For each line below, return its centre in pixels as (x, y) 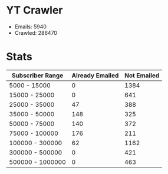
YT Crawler (34, 10)
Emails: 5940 (31, 27)
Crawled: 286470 (36, 32)
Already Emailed (95, 75)
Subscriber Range (37, 75)
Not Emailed (142, 75)
